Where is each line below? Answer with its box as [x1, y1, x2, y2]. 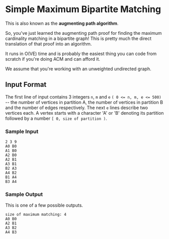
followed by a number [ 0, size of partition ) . [5, 115, 107, 121]
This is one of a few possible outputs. [5, 202, 83, 208]
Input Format [5, 80, 47, 89]
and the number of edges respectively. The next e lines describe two [5, 105, 148, 111]
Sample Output [5, 190, 43, 198]
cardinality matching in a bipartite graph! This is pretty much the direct [5, 35, 152, 41]
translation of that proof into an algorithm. [5, 40, 92, 46]
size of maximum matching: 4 [5, 212, 67, 217]
